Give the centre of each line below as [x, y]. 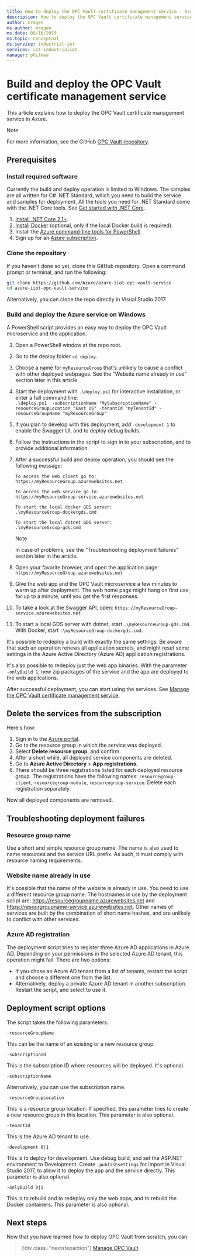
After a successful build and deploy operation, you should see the [94, 459]
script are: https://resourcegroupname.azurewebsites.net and [81, 901]
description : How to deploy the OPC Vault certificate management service [100, 17]
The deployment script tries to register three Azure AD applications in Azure [98, 947]
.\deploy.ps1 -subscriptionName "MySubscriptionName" [83, 403]
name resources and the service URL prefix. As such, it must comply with [95, 854]
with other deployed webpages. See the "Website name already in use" [101, 374]
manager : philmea [28, 55]
